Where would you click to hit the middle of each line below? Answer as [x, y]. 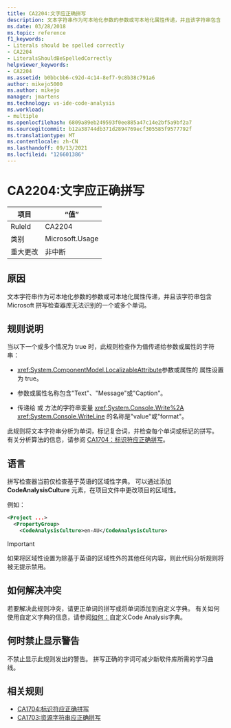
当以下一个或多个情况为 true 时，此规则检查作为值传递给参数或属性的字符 [111, 347]
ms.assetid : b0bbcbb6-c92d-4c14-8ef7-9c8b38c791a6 [81, 78]
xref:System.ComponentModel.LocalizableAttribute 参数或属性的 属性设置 [120, 370]
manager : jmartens [33, 97]
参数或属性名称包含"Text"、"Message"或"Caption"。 [92, 393]
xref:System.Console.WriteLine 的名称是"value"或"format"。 [102, 416]
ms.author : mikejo [33, 90]
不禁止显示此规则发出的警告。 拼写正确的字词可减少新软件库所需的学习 [107, 658]
